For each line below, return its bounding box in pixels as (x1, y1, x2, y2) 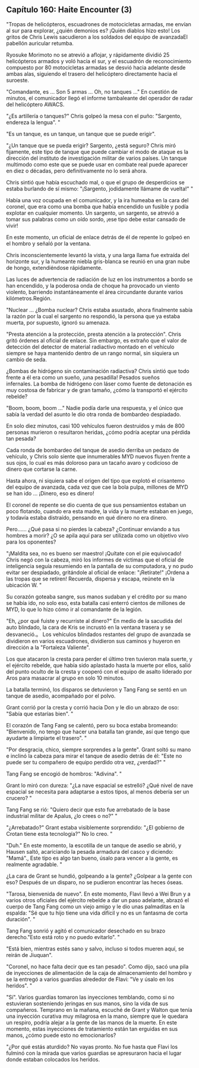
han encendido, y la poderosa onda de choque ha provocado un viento (6, 282, 180, 289)
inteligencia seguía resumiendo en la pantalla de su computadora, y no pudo (6, 562, 193, 569)
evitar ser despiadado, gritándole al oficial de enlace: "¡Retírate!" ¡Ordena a (6, 569, 189, 576)
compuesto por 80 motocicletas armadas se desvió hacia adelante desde (6, 64, 186, 71)
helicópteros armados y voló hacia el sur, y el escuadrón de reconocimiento (6, 57, 192, 64)
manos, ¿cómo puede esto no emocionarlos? (6, 1032, 116, 1039)
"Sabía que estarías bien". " (6, 710, 74, 717)
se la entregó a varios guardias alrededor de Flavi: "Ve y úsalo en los (6, 976, 174, 983)
